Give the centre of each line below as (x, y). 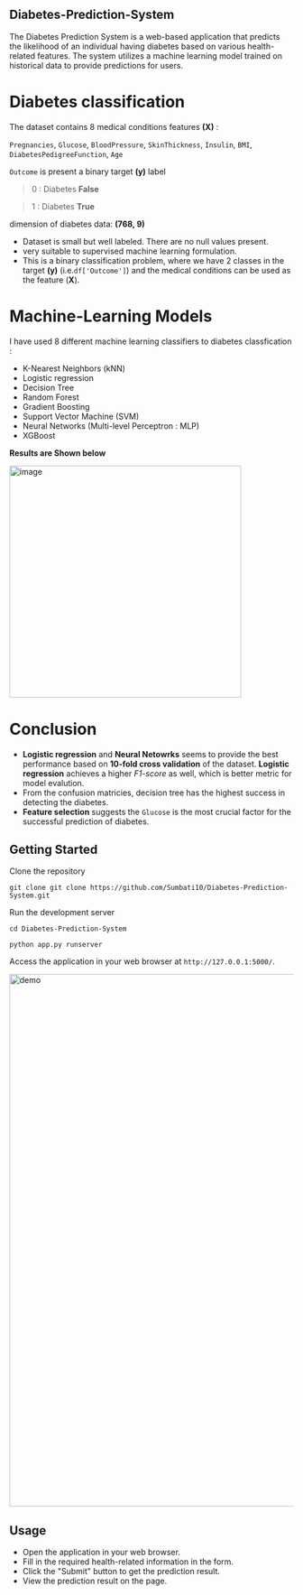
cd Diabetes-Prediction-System (68, 929)
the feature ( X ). (51, 280)
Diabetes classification (97, 102)
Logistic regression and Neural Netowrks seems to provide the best (150, 754)
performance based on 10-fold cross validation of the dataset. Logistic (156, 764)
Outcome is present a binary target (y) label (88, 172)
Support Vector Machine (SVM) (81, 416)
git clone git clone (48, 888)
